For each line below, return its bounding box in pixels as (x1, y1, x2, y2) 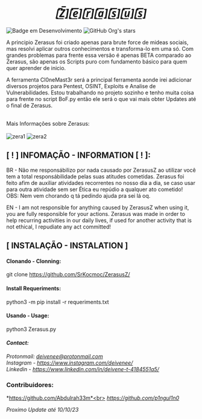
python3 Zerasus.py (6, 325, 56, 333)
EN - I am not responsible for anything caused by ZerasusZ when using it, (6, 204, 189, 211)
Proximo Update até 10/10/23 (6, 406, 79, 414)
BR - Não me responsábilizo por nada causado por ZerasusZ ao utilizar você (6, 166, 196, 174)
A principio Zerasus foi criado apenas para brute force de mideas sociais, (6, 39, 189, 46)
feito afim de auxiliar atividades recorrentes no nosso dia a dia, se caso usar (6, 179, 196, 186)
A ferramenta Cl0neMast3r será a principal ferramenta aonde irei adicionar (6, 76, 192, 83)
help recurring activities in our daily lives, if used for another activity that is (6, 216, 192, 224)
